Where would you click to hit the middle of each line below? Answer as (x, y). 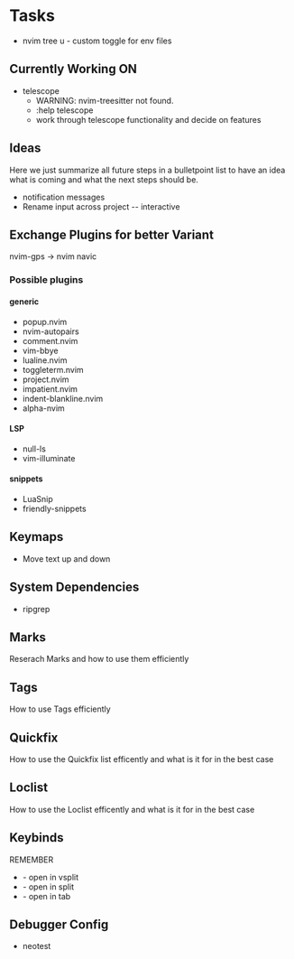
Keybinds (37, 838)
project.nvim (46, 379)
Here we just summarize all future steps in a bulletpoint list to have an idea (147, 170)
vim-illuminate (49, 458)
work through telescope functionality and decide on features (148, 119)
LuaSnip (38, 498)
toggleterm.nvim (53, 369)
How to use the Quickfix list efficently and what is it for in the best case (142, 759)
